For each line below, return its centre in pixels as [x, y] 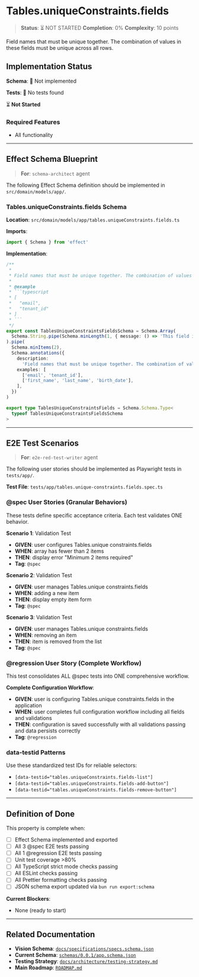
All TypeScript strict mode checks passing [66, 866]
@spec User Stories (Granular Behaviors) [67, 502]
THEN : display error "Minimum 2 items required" [74, 557]
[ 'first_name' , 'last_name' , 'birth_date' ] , [78, 381]
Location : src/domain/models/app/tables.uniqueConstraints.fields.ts [93, 220]
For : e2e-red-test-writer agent [59, 458]
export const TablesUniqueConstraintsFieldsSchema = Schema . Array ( [91, 331]
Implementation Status [49, 67]
